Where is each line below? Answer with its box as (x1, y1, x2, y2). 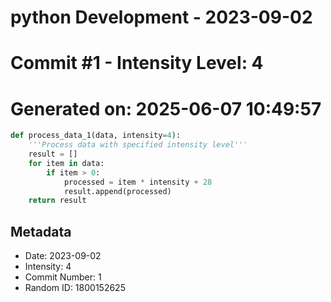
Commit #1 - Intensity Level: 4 (10, 52, 264, 75)
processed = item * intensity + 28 (63, 177, 213, 187)
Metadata (10, 223, 72, 240)
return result (28, 196, 87, 206)
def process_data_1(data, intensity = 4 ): (10, 131, 182, 141)
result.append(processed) (63, 186, 172, 196)
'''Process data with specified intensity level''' (28, 140, 248, 150)
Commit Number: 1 (24, 271, 102, 283)
